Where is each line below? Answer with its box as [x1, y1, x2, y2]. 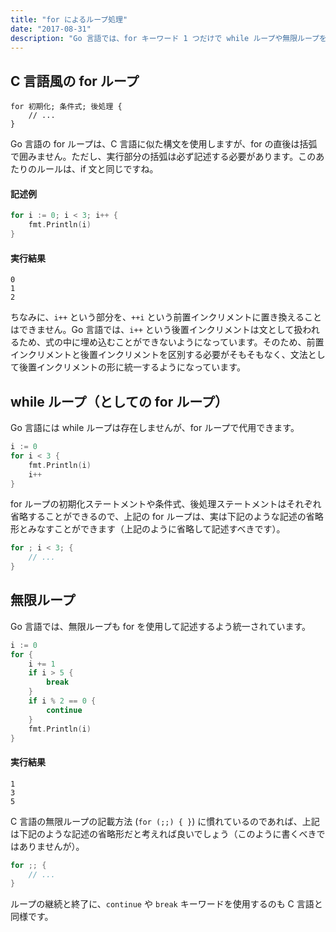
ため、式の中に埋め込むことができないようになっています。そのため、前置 [18, 336, 325, 348]
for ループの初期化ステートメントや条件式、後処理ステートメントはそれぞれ [10, 498, 322, 510]
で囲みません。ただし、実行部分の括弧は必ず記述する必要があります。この [10, 151, 317, 163]
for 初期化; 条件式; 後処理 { [10, 102, 123, 112]
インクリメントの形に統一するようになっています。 [36, 361, 246, 373]
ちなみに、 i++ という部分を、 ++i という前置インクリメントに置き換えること [10, 311, 323, 323]
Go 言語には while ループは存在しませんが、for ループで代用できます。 [10, 422, 300, 434]
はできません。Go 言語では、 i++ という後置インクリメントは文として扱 [10, 324, 303, 336]
